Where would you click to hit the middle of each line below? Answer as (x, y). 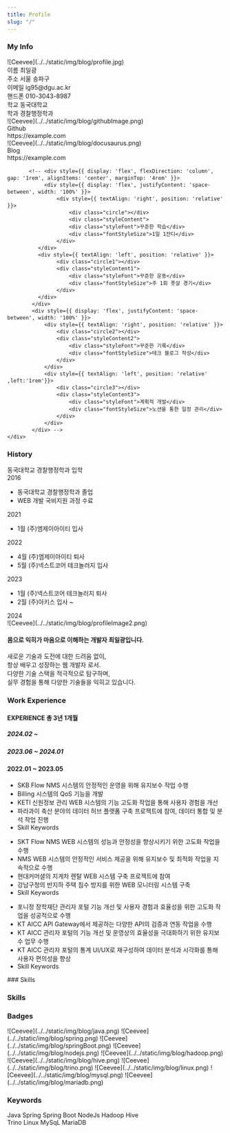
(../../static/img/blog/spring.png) (53, 1038)
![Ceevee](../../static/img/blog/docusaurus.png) (74, 143)
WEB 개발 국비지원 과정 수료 (55, 501)
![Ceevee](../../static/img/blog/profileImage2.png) (77, 623)
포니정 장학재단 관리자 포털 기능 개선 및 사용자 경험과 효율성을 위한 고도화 (115, 907)
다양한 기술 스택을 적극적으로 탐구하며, (59, 673)
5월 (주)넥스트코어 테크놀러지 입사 (63, 565)
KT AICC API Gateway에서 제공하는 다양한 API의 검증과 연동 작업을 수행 (114, 924)
